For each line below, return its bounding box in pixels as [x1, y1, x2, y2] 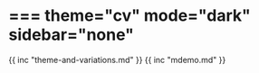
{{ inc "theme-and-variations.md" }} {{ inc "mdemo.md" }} [8, 54, 226, 65]
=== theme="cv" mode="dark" [8, 5, 251, 26]
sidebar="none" [8, 24, 135, 45]
